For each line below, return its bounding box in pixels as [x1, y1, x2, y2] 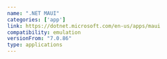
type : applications [7, 41, 63, 48]
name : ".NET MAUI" [7, 9, 60, 17]
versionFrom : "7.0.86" [7, 35, 72, 42]
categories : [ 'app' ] [7, 16, 66, 23]
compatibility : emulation [7, 28, 81, 36]
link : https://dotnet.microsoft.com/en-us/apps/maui [7, 22, 161, 29]
